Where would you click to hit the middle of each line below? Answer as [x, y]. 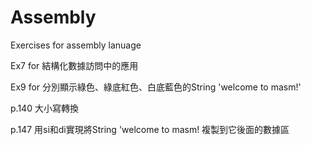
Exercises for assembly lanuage [76, 45]
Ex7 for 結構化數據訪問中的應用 [74, 65]
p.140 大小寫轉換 [44, 108]
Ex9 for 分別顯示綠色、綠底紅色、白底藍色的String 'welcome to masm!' [156, 87]
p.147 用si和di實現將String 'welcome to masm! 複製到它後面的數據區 [150, 129]
